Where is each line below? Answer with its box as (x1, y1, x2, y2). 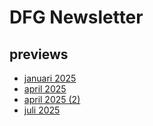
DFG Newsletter (9, 6, 144, 29)
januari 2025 (23, 72, 77, 84)
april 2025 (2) (23, 94, 81, 105)
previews (9, 46, 69, 63)
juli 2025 (23, 104, 61, 116)
